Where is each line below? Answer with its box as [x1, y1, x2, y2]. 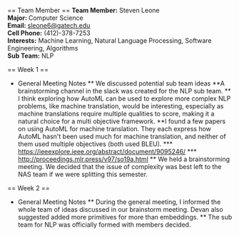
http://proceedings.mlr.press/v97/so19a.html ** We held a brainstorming [17, 155, 230, 163]
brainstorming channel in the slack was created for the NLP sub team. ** [17, 87, 231, 95]
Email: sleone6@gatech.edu [7, 21, 91, 29]
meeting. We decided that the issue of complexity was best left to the [17, 163, 223, 170]
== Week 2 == [7, 184, 50, 192]
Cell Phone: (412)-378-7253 [7, 29, 91, 37]
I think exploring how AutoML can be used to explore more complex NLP [17, 94, 231, 103]
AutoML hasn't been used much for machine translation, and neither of [17, 132, 226, 140]
